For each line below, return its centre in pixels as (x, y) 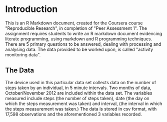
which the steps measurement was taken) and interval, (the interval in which (84, 104)
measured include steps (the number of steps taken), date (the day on (77, 98)
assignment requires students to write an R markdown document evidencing (84, 33)
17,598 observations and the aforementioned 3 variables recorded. (74, 114)
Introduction (31, 9)
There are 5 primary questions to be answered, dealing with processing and (83, 44)
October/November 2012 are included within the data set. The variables (79, 93)
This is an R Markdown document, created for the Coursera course (74, 23)
